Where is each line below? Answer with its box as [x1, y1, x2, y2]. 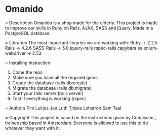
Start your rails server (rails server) [12, 90, 84, 96]
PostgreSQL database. [5, 30, 51, 36]
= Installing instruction [5, 60, 50, 66]
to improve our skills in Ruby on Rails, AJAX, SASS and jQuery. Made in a [5, 25, 153, 31]
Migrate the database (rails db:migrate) [12, 85, 92, 91]
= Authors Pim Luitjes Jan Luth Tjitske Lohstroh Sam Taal [5, 105, 122, 111]
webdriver [5, 50, 26, 56]
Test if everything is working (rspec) [12, 95, 86, 102]
